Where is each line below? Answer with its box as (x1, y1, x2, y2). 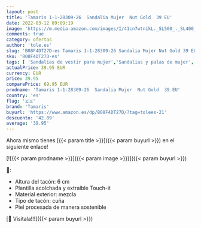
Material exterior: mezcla (14, 191, 77, 198)
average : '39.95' (6, 121, 50, 127)
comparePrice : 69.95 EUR (6, 82, 68, 88)
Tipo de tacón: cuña (14, 197, 65, 205)
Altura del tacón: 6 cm (14, 178, 70, 185)
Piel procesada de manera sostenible (14, 203, 106, 211)
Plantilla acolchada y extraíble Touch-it (14, 184, 111, 192)
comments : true (6, 31, 44, 37)
